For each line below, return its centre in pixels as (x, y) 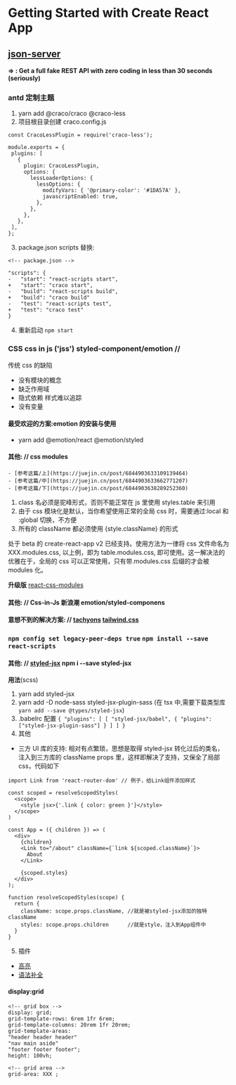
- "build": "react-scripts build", (63, 292)
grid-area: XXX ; (33, 1074)
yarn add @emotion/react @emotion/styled (81, 439)
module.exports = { (37, 148)
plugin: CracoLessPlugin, (61, 166)
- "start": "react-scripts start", (63, 279)
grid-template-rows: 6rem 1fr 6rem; (61, 1019)
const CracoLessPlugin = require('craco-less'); (80, 135)
